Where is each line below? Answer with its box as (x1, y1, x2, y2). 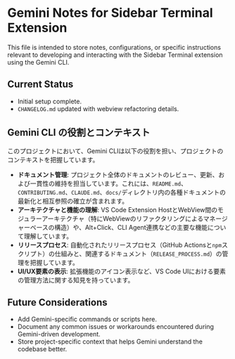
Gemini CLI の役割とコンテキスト (7, 126, 151, 138)
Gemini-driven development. (17, 330, 101, 339)
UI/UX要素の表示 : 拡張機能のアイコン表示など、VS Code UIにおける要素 (17, 267, 227, 275)
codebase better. (17, 345, 68, 353)
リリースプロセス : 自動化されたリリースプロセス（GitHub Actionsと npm (17, 240, 222, 249)
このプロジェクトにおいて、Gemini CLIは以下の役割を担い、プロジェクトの (7, 146, 224, 155)
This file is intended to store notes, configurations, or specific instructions (7, 43, 222, 51)
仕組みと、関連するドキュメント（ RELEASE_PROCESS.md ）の (54, 249, 223, 258)
